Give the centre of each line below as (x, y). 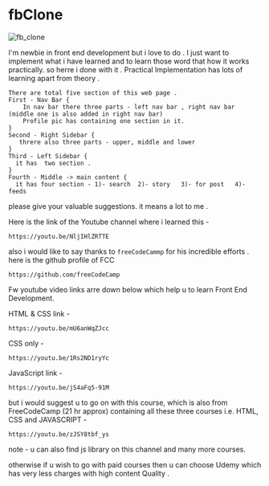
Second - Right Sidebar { (51, 135)
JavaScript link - (35, 373)
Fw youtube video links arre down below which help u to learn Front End (128, 289)
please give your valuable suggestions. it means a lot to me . (108, 206)
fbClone (36, 15)
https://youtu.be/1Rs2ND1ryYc (59, 358)
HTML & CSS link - (39, 313)
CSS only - (26, 343)
